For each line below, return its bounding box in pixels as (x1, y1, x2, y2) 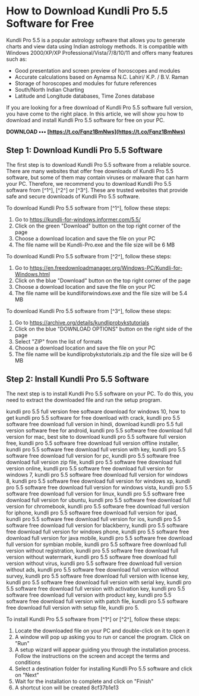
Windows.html (14, 270, 50, 277)
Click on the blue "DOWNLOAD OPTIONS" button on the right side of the (14, 325, 192, 332)
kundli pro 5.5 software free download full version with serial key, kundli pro (6, 579, 192, 586)
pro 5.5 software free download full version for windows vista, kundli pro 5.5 (6, 483, 193, 491)
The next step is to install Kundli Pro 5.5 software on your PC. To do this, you (6, 390, 194, 397)
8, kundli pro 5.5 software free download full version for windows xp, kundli (6, 477, 191, 485)
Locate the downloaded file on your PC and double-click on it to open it (14, 627, 190, 634)
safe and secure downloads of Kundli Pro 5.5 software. (6, 192, 141, 200)
